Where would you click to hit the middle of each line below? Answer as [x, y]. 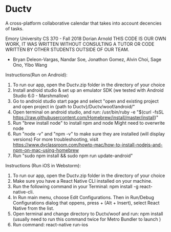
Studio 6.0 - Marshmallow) [41, 95]
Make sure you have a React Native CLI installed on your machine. [82, 181]
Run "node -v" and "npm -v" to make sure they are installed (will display [89, 133]
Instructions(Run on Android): [36, 74]
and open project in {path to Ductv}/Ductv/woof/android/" [74, 106]
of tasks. [15, 28]
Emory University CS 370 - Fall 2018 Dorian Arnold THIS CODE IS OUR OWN [86, 38]
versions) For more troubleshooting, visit [56, 139]
